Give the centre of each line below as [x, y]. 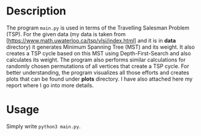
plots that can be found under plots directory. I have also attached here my [100, 79]
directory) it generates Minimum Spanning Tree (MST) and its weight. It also [101, 47]
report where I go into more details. [50, 85]
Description [36, 11]
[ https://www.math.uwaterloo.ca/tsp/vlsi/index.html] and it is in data [91, 40]
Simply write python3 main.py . [43, 126]
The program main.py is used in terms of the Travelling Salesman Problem [98, 28]
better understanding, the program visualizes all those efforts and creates [98, 72]
